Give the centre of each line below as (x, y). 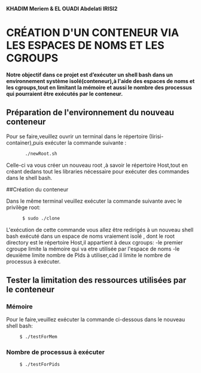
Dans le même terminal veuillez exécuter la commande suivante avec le (94, 201)
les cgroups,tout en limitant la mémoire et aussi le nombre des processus (99, 87)
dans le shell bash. (29, 178)
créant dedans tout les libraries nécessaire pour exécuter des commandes (98, 171)
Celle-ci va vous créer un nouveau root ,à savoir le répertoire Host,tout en (97, 165)
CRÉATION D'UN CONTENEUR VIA (93, 33)
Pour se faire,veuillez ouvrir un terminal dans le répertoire (77, 136)
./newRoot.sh (41, 154)
